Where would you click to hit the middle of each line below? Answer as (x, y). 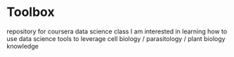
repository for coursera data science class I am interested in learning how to (117, 31)
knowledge (23, 46)
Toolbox (31, 12)
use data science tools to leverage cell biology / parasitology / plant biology (116, 38)
